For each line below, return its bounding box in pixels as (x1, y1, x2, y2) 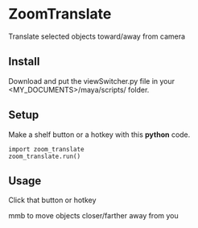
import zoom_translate (8, 145, 85, 153)
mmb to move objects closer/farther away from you (8, 211, 179, 221)
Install (8, 55, 40, 68)
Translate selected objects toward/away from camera (8, 31, 186, 41)
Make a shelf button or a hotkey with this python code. (8, 130, 191, 139)
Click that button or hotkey (8, 195, 97, 205)
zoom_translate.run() (8, 152, 81, 160)
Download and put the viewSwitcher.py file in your (8, 76, 175, 85)
